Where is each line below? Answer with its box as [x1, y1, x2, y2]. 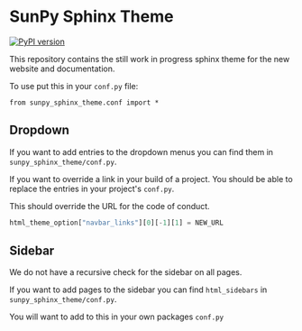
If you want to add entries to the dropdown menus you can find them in [9, 146, 273, 157]
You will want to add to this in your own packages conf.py [9, 311, 224, 322]
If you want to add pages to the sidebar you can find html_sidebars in [9, 284, 268, 295]
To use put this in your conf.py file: [9, 80, 139, 91]
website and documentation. [9, 63, 115, 74]
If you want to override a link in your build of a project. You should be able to [9, 173, 293, 184]
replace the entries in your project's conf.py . [9, 183, 175, 194]
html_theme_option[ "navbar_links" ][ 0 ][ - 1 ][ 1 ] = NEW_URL [9, 218, 224, 227]
